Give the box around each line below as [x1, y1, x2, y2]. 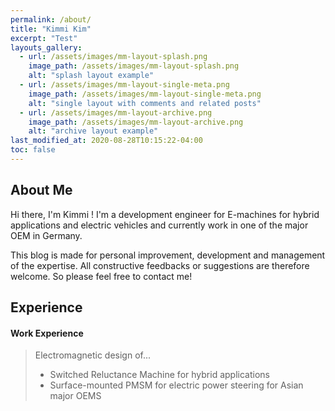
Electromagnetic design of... [34, 349, 152, 361]
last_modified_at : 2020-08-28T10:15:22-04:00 [10, 136, 203, 146]
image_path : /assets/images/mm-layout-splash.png [28, 61, 240, 71]
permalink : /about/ [10, 14, 92, 25]
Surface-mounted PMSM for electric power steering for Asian [49, 379, 304, 391]
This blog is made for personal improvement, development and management [10, 249, 326, 261]
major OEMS [49, 390, 102, 402]
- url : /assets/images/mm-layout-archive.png [19, 107, 213, 118]
